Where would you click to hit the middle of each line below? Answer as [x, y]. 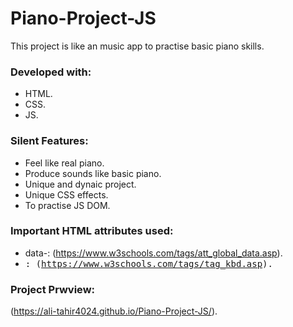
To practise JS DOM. [67, 205]
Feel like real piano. [64, 163]
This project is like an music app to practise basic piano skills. [137, 46]
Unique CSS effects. [66, 194]
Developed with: [51, 72]
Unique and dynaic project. [80, 184]
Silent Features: [49, 141]
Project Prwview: [53, 289]
